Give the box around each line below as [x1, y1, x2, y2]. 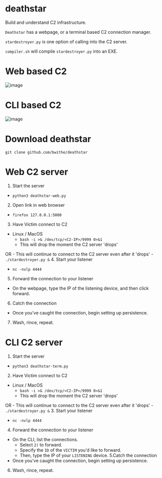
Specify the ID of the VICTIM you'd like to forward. [19, 447, 122, 453]
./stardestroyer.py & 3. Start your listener [5, 407, 93, 413]
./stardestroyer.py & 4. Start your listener [5, 256, 93, 262]
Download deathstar [5, 134, 91, 145]
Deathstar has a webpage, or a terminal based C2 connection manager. [5, 29, 152, 35]
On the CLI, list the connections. [12, 436, 79, 442]
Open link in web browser [12, 202, 65, 208]
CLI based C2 [5, 100, 62, 111]
